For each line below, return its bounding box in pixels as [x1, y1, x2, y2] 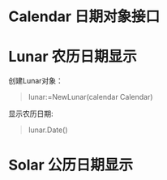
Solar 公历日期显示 [8, 156, 134, 174]
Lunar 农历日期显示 [8, 48, 137, 66]
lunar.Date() [28, 125, 68, 135]
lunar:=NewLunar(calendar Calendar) [28, 92, 153, 102]
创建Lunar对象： [8, 76, 63, 86]
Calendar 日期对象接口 [8, 7, 161, 26]
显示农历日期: [8, 109, 54, 118]
